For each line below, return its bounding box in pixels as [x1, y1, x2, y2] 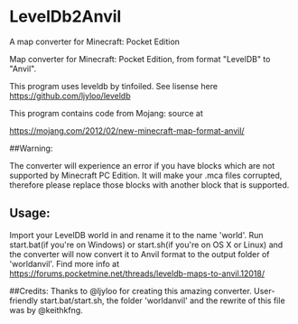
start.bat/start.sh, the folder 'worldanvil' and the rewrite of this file [40, 295, 286, 306]
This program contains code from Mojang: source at [9, 107, 203, 118]
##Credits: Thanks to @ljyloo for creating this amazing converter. [9, 285, 253, 296]
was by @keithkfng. [9, 304, 83, 315]
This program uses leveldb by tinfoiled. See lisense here [9, 80, 219, 91]
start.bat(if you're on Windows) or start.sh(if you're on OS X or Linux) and [9, 239, 284, 250]
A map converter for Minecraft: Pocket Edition [9, 36, 181, 47]
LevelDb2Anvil [9, 6, 122, 27]
